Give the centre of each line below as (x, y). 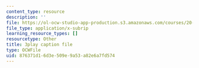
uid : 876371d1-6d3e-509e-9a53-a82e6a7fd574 (61, 56)
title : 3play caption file (39, 45)
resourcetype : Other (32, 39)
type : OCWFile (24, 50)
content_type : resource (36, 12)
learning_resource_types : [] (42, 34)
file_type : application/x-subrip (47, 28)
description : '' (26, 17)
